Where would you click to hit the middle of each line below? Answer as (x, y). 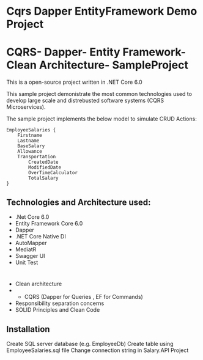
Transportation (37, 157)
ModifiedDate (45, 167)
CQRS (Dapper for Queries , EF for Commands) (84, 297)
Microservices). (26, 107)
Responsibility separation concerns (60, 303)
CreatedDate (44, 162)
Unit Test (27, 262)
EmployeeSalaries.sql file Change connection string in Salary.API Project (98, 350)
